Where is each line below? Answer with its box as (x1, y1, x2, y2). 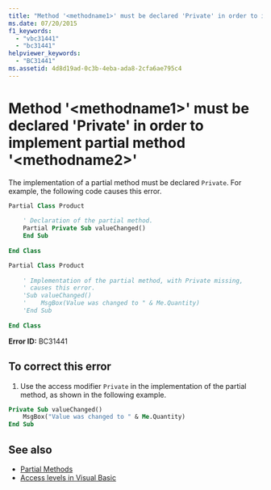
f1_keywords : (8, 27, 52, 35)
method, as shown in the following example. (19, 390, 167, 399)
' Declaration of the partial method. (23, 217, 153, 225)
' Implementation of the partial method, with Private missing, (23, 277, 244, 285)
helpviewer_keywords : (8, 49, 81, 57)
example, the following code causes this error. (8, 186, 162, 196)
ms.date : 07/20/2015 (8, 19, 78, 27)
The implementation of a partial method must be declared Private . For (8, 177, 242, 187)
